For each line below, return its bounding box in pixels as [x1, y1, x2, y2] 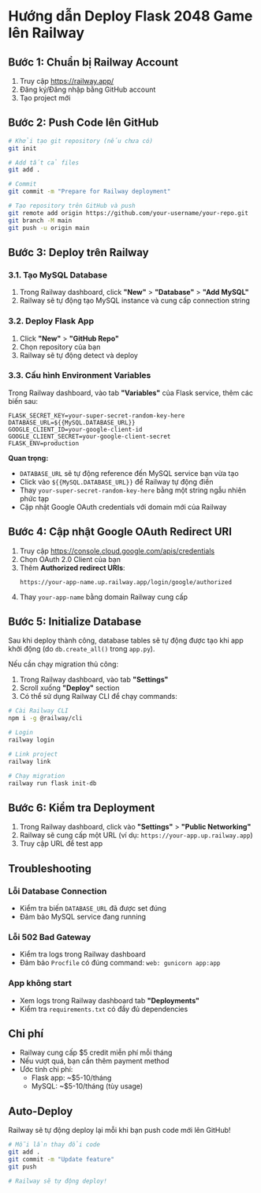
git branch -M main [8, 217, 73, 225]
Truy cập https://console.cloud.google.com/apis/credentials [19, 546, 215, 556]
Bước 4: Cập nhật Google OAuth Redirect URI [8, 525, 233, 538]
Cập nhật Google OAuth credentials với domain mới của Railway [19, 502, 227, 512]
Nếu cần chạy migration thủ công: [8, 659, 119, 669]
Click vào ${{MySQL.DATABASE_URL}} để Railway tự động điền [19, 477, 214, 486]
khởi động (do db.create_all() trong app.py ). [8, 644, 155, 654]
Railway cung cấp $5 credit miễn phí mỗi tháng [19, 1048, 173, 1058]
